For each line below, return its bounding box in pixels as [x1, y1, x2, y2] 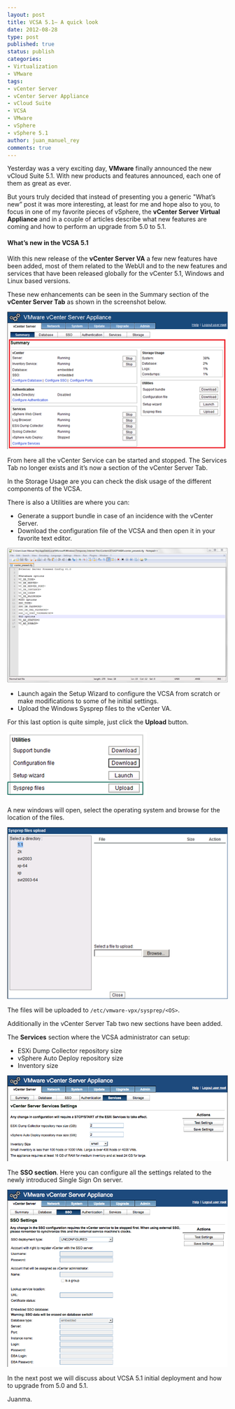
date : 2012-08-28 [7, 26, 58, 33]
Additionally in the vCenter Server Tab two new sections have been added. [7, 1019, 223, 1027]
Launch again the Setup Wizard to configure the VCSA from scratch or [17, 689, 220, 697]
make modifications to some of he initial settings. [17, 697, 159, 705]
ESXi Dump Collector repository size [17, 1046, 122, 1055]
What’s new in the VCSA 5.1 [7, 238, 89, 247]
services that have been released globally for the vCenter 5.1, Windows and [7, 269, 225, 277]
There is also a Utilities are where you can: [7, 498, 130, 507]
